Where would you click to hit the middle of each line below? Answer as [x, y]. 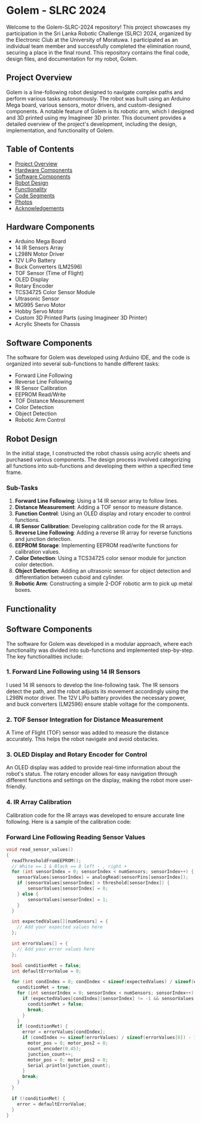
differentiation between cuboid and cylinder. [69, 577]
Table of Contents [40, 149]
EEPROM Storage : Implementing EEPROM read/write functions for [96, 545]
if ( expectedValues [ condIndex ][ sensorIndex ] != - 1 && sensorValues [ [109, 999]
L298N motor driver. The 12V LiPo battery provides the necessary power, [96, 697]
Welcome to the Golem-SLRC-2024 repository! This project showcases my [98, 27]
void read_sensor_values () [40, 849]
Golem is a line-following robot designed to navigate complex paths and [95, 92]
